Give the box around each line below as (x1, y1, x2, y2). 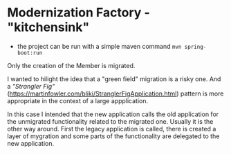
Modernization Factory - (7, 5, 150, 21)
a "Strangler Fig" (7, 82, 55, 90)
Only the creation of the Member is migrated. (7, 61, 136, 69)
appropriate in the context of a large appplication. (7, 96, 149, 104)
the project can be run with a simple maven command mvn (17, 42, 182, 50)
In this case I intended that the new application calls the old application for (7, 110, 219, 118)
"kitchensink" (7, 19, 90, 35)
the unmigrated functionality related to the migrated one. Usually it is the (7, 117, 214, 125)
